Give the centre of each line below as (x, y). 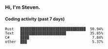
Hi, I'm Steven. (23, 7)
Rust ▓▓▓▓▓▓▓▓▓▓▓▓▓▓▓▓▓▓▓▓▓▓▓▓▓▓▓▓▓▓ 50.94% (54, 29)
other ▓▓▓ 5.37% (54, 42)
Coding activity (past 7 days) (35, 19)
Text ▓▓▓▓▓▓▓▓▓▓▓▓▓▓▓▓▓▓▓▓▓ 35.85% (54, 33)
